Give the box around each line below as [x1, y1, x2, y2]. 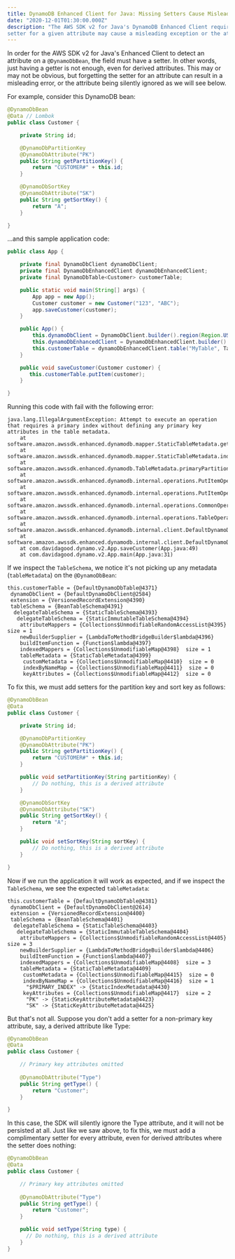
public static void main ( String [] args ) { [20, 286, 145, 293]
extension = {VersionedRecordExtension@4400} [10, 910, 145, 917]
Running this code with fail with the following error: [7, 403, 154, 411]
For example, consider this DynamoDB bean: [7, 93, 136, 101]
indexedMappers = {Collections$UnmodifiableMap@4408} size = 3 [20, 959, 211, 966]
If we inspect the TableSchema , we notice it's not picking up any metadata [7, 564, 218, 572]
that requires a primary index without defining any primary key [7, 422, 201, 429]
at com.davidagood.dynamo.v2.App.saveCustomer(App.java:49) [20, 545, 199, 552]
